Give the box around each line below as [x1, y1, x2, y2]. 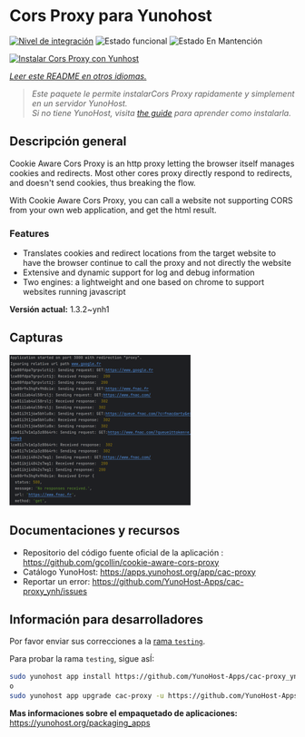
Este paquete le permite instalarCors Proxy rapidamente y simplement [31, 88, 295, 99]
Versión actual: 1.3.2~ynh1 [9, 304, 110, 315]
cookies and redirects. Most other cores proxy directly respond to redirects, [9, 167, 293, 178]
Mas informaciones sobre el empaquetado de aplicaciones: [9, 708, 238, 719]
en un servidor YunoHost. [31, 97, 128, 109]
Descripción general [9, 133, 127, 150]
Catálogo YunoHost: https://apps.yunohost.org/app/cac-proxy [22, 566, 256, 577]
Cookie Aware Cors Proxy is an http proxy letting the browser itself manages [9, 158, 295, 169]
